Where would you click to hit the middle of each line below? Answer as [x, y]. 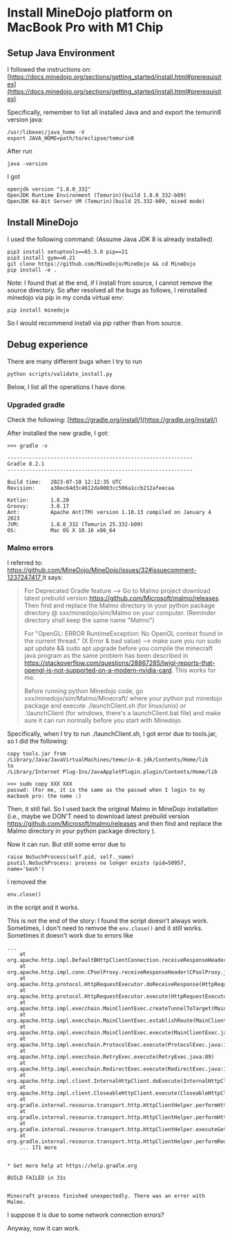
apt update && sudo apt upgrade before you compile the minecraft [118, 648]
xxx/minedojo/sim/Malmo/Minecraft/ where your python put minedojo [123, 699]
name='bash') [26, 869]
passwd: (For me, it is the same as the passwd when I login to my [106, 790]
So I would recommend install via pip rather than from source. [95, 323]
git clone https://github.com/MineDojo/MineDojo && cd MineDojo [101, 264]
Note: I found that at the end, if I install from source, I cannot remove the [110, 283]
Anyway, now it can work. [44, 1229]
